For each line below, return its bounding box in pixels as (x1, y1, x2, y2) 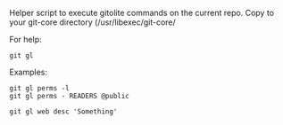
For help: (9, 35, 42, 44)
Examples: (9, 66, 47, 77)
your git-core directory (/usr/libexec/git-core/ (9, 17, 176, 27)
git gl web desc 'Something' (9, 107, 118, 116)
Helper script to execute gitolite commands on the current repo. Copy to (9, 8, 275, 18)
